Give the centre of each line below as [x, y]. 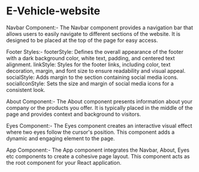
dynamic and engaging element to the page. [61, 138]
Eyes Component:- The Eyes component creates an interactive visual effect [99, 125]
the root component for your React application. [64, 162]
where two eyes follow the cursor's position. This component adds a [91, 132]
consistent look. [26, 90]
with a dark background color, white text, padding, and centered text [91, 58]
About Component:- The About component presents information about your [99, 101]
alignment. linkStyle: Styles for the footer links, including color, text [88, 64]
